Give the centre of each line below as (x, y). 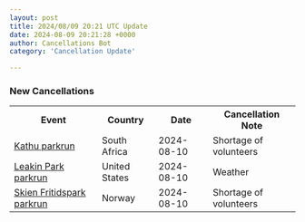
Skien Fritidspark (50, 193)
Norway (118, 198)
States (115, 178)
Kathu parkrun (44, 146)
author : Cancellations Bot (60, 43)
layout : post (34, 18)
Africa (115, 152)
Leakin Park (39, 167)
